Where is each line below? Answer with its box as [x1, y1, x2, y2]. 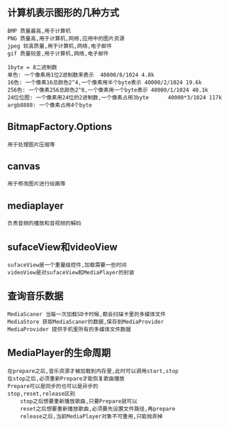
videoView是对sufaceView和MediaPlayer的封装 [7, 269, 135, 276]
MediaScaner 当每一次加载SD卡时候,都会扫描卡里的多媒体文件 [7, 310, 167, 318]
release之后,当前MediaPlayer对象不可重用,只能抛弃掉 [20, 413, 163, 420]
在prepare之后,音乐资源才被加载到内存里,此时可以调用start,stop [7, 367, 179, 374]
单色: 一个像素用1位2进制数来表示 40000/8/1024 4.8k [7, 71, 155, 78]
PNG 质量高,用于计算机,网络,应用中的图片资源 [7, 35, 125, 42]
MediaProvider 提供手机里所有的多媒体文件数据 [7, 325, 131, 333]
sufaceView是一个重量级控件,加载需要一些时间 [7, 261, 127, 269]
